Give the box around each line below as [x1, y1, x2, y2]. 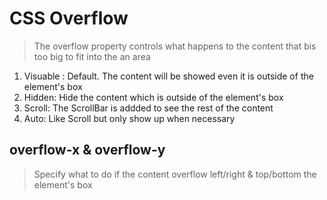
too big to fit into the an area [33, 50, 151, 62]
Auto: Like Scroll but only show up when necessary [23, 112, 236, 124]
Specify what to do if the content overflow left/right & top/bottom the [33, 168, 317, 180]
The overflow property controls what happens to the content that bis [33, 40, 317, 52]
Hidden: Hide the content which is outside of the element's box [23, 91, 284, 103]
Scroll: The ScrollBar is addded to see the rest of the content [23, 102, 274, 114]
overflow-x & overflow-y [9, 142, 166, 159]
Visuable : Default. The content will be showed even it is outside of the [23, 70, 314, 82]
